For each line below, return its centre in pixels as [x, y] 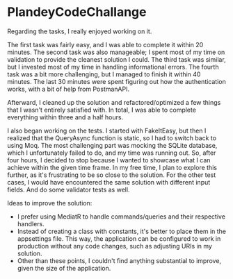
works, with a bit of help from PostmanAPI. [69, 89]
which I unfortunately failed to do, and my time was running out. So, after [112, 153]
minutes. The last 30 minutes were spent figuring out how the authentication [116, 81]
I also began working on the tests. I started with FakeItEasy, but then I [107, 130]
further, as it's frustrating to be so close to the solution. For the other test [112, 175]
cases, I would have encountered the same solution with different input [109, 182]
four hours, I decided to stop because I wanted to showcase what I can [109, 160]
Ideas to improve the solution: [50, 203]
